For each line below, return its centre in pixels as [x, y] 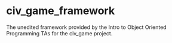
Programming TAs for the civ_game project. [59, 33]
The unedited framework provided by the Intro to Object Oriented [86, 27]
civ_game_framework [61, 11]
